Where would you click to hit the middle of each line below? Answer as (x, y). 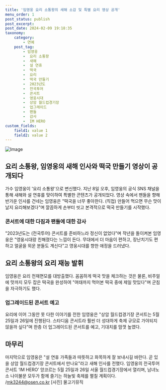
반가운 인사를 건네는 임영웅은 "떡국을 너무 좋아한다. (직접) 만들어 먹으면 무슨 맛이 (83, 201)
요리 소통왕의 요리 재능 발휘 (44, 263)
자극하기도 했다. (26, 289)
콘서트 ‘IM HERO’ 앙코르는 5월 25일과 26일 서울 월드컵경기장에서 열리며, (76, 370)
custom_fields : (21, 126)
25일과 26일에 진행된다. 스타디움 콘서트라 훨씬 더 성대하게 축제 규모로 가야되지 (81, 321)
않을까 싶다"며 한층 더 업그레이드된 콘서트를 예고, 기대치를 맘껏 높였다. (73, 327)
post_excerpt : (20, 24)
